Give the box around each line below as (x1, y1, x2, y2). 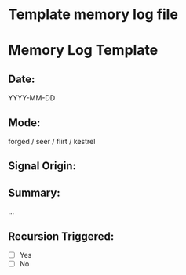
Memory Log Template (8, 42, 159, 60)
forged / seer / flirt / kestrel (8, 137, 96, 146)
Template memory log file (8, 5, 179, 24)
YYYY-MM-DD (8, 93, 56, 103)
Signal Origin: (8, 159, 77, 173)
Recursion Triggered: (8, 230, 115, 243)
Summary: (8, 186, 60, 199)
